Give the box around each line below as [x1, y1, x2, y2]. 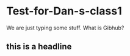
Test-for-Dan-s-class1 [6, 4, 122, 18]
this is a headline [6, 42, 72, 52]
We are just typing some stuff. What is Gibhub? [6, 24, 125, 31]
